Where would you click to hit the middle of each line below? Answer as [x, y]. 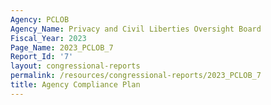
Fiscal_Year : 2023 [48, 38]
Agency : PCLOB [40, 19]
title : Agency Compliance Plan [75, 85]
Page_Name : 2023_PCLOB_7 [62, 47]
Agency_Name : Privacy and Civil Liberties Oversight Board [136, 29]
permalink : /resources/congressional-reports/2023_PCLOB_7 [136, 76]
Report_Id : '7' [42, 57]
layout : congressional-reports [75, 66]
